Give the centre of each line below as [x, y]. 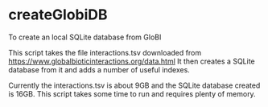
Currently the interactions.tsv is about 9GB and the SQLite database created [134, 85]
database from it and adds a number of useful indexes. [99, 69]
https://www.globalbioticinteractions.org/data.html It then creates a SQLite [132, 61]
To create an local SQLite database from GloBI [85, 37]
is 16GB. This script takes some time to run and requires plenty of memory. [132, 93]
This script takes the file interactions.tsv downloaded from [105, 52]
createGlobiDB [58, 15]
